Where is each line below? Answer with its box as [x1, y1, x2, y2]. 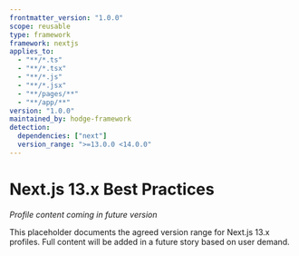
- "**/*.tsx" [17, 64, 67, 74]
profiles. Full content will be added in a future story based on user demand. [9, 236, 290, 247]
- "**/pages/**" [17, 89, 79, 98]
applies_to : [9, 47, 54, 56]
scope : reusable [9, 22, 71, 31]
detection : [9, 123, 51, 133]
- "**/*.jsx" [17, 81, 67, 90]
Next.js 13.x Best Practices [9, 179, 215, 200]
